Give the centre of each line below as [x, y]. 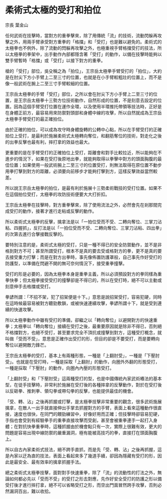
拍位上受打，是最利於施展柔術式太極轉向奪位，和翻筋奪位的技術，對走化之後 [83, 135]
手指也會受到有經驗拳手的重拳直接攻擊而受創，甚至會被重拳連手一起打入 [79, 420]
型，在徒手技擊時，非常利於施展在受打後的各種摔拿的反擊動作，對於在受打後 [83, 384]
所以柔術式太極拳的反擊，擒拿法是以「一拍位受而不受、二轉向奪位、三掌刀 [81, 222]
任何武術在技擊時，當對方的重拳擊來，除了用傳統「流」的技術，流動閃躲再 [81, 35]
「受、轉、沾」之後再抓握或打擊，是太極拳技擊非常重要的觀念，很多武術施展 [83, 401]
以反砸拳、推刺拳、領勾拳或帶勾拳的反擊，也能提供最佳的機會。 [70, 391]
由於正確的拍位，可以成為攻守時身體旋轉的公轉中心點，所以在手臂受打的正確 [83, 129]
